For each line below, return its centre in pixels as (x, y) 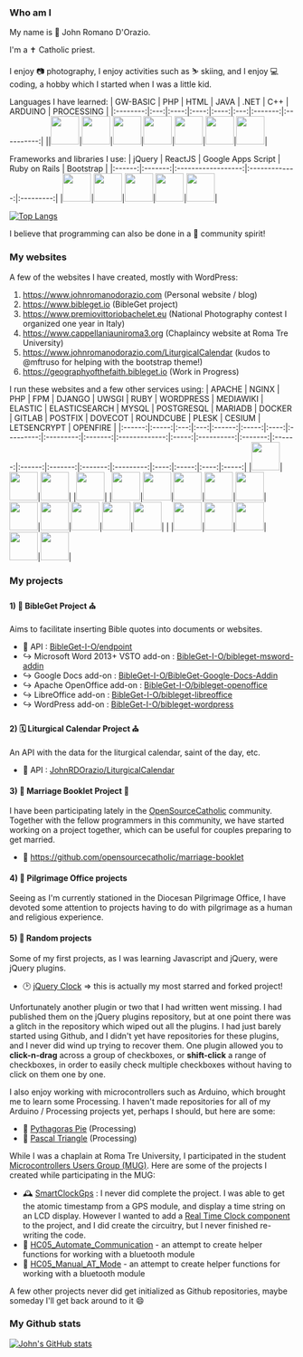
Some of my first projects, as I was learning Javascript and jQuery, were (144, 958)
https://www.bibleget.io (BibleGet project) (100, 304)
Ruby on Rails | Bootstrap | (59, 168)
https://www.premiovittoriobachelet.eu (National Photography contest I (155, 313)
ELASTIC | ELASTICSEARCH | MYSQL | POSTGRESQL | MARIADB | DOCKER (151, 408)
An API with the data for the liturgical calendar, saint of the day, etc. (135, 752)
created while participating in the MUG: (82, 1175)
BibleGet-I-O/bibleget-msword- (235, 656)
